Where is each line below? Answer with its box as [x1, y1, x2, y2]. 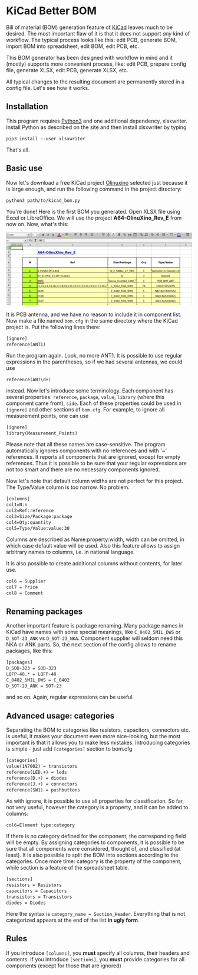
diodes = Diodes [6, 900, 46, 906]
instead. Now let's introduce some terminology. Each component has [6, 387, 174, 394]
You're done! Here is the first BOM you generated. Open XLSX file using [6, 208, 181, 215]
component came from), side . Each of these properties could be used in [6, 400, 181, 407]
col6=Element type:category [6, 822, 75, 828]
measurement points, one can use [6, 413, 89, 420]
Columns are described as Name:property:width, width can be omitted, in [6, 536, 184, 543]
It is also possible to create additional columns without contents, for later [6, 560, 183, 567]
